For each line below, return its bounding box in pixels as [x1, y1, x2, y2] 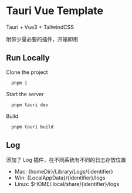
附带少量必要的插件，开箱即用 [6, 35, 78, 42]
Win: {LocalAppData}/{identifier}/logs [14, 174, 106, 181]
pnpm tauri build [11, 124, 54, 130]
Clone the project [6, 69, 48, 76]
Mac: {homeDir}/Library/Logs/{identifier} [14, 168, 113, 175]
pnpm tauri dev [11, 101, 49, 108]
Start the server [6, 90, 44, 97]
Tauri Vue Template [6, 4, 104, 18]
